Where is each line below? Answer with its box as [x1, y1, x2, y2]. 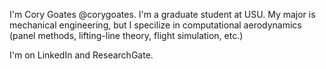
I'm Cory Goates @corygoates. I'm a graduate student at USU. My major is [9, 9, 316, 20]
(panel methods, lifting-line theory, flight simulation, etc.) [9, 30, 244, 41]
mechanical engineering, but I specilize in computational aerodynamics [9, 19, 302, 31]
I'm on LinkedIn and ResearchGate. [9, 49, 154, 61]
